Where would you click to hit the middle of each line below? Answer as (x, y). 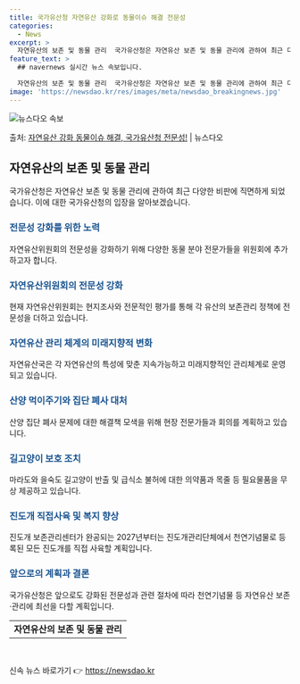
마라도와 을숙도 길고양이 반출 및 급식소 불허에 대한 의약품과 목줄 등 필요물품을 (144, 480)
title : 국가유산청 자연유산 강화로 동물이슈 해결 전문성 (97, 17)
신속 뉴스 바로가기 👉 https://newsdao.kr (82, 670)
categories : (31, 26)
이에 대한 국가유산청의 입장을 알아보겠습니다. (112, 203)
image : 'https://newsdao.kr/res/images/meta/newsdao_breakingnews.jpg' (145, 92)
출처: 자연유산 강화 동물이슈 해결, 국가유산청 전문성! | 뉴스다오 (117, 137)
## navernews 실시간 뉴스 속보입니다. (80, 68)
